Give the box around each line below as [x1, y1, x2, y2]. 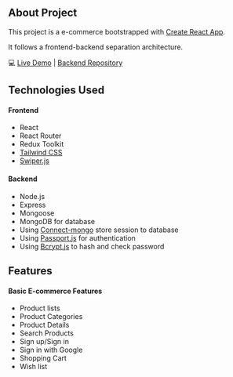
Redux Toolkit [19, 140, 64, 149]
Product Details [19, 321, 70, 330]
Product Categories [19, 312, 83, 321]
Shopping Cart [19, 353, 67, 363]
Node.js [19, 191, 46, 201]
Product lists [19, 303, 60, 313]
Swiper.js [19, 156, 49, 165]
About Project [8, 6, 78, 20]
